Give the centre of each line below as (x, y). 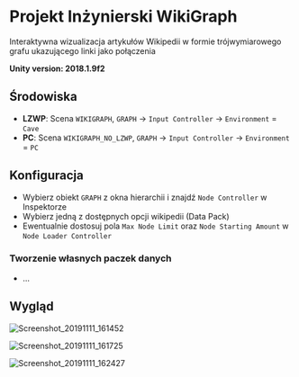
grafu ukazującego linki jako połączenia (82, 50)
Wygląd (32, 306)
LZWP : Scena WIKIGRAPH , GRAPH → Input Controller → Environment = (149, 118)
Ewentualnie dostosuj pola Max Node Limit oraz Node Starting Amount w (156, 226)
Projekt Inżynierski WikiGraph (123, 17)
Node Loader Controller (67, 236)
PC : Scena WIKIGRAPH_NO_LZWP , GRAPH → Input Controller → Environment (156, 138)
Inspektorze (45, 206)
